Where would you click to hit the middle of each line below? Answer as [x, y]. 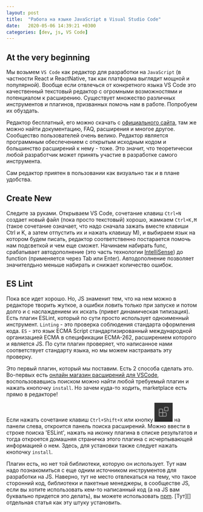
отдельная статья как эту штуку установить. [64, 502]
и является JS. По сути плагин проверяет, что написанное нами [89, 344]
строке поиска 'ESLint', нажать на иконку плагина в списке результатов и [102, 432]
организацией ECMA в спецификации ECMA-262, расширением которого [101, 337]
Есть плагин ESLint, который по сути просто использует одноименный [98, 318]
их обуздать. [23, 111]
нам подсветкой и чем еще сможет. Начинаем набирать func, [87, 245]
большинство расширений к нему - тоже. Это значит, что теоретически [99, 148]
